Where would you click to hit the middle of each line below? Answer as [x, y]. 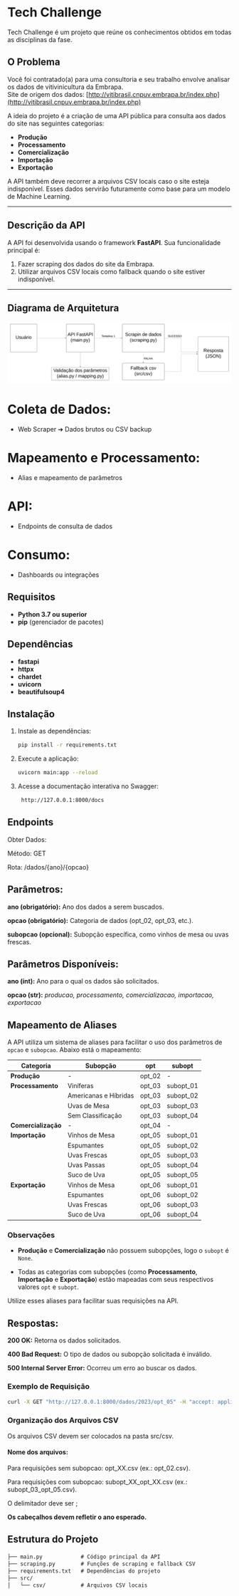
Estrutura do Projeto [53, 1539]
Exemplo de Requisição [49, 1387]
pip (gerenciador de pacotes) [61, 622]
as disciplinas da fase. [40, 39]
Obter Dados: [27, 839]
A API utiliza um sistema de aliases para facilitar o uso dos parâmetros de [115, 1042]
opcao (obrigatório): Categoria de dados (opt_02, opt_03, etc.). [100, 920]
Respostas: [33, 1323]
